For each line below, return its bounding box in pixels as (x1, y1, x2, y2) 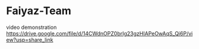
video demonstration (6, 24, 57, 31)
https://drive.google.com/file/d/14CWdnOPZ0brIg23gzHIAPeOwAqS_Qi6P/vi (6, 30, 193, 37)
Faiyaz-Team (6, 4, 71, 18)
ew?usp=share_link (6, 36, 53, 43)
